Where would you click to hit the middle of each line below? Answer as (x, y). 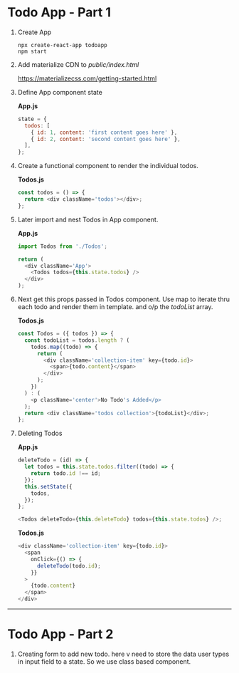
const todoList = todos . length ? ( (77, 340)
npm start (32, 51)
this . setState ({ (48, 486)
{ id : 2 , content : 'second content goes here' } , (106, 139)
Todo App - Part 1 (59, 12)
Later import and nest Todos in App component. (88, 219)
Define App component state (60, 92)
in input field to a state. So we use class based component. (104, 662)
